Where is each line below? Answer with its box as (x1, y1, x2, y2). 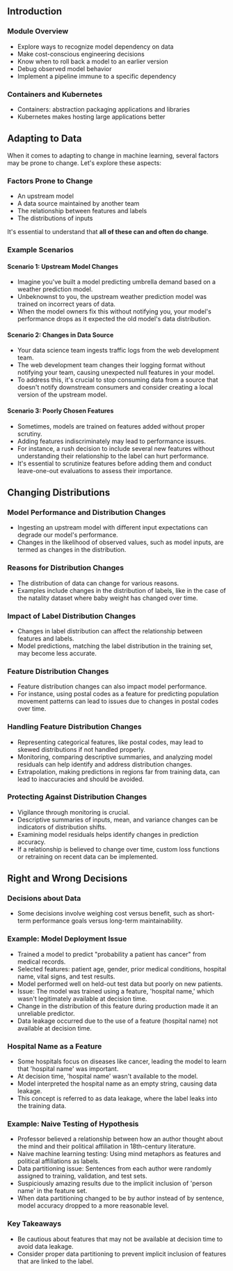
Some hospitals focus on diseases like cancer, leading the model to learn (17, 1057, 227, 1065)
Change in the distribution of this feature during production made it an (17, 1001, 218, 1010)
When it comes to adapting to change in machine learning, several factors (7, 151, 219, 160)
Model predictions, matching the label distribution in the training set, (17, 641, 214, 650)
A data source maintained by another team (17, 199, 140, 208)
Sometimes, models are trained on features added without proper (17, 422, 205, 431)
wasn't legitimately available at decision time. (17, 994, 147, 1003)
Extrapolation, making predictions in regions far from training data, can (17, 767, 220, 776)
